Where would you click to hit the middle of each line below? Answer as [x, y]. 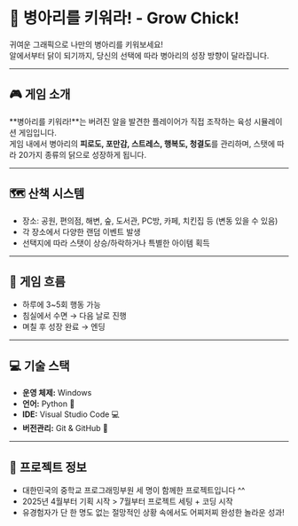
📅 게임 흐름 [38, 282]
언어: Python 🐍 [48, 404]
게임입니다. [38, 132]
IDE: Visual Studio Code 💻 [71, 414]
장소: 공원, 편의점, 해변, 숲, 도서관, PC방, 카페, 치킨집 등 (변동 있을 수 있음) [150, 220]
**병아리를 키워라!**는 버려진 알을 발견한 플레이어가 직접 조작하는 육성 [131, 122]
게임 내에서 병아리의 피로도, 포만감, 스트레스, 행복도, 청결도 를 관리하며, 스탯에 [142, 144]
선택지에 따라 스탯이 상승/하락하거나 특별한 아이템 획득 [116, 243]
